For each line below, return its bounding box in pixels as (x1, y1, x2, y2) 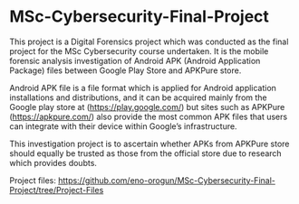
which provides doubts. (9, 157, 98, 168)
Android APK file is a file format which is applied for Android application (9, 82, 276, 93)
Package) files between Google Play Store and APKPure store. (9, 65, 242, 76)
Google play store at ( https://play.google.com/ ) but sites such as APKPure (9, 101, 285, 112)
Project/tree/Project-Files (9, 184, 104, 195)
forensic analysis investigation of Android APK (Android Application (9, 55, 261, 66)
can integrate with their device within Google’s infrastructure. (9, 120, 237, 132)
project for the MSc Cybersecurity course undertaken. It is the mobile (9, 45, 269, 56)
